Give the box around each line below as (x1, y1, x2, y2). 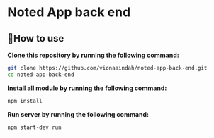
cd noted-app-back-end (7, 71, 74, 78)
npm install (7, 97, 43, 104)
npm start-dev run (7, 124, 62, 131)
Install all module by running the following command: (7, 84, 167, 92)
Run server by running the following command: (7, 110, 150, 118)
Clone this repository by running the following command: (7, 51, 179, 59)
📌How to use (7, 32, 64, 44)
